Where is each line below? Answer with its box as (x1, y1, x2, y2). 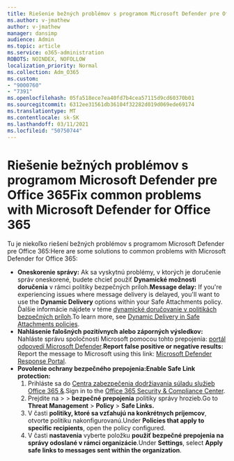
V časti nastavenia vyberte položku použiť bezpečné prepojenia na (27, 431, 224, 440)
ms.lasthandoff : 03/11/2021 (7, 120, 89, 128)
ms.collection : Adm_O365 (7, 68, 79, 75)
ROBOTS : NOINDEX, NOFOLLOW (7, 56, 86, 63)
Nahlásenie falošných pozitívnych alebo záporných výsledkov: (17, 328, 203, 336)
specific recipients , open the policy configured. (27, 424, 166, 432)
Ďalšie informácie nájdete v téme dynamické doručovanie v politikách (17, 305, 217, 314)
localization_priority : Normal (7, 62, 98, 69)
